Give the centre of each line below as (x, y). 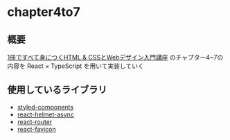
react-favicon (37, 129)
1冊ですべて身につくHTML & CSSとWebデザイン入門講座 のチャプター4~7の (115, 57)
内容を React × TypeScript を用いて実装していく (76, 66)
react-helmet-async (46, 114)
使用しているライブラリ (57, 90)
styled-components (45, 107)
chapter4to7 (44, 12)
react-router (35, 121)
